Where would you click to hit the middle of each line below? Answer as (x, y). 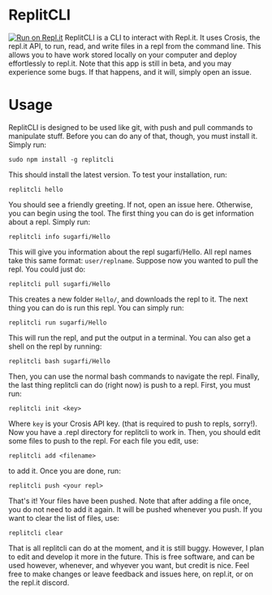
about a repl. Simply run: (50, 222)
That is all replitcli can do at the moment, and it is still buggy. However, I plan (136, 548)
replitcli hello (36, 189)
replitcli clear (36, 533)
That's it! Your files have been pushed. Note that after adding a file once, (130, 501)
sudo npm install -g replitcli (61, 159)
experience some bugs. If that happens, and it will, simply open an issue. (130, 72)
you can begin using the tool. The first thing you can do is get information (131, 213)
